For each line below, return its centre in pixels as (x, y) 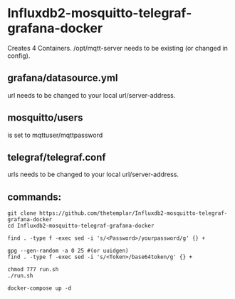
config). (19, 56)
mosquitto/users (45, 118)
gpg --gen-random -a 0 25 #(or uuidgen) (68, 251)
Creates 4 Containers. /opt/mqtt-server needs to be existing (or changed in (117, 48)
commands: (35, 197)
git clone (22, 213)
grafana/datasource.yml (63, 78)
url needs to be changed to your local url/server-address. (92, 95)
